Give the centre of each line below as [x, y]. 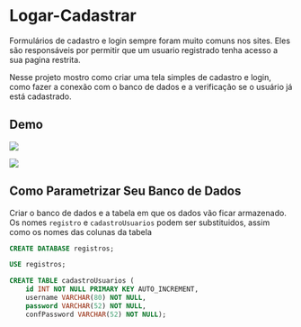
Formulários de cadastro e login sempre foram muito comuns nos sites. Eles [150, 41]
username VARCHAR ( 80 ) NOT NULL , [86, 298]
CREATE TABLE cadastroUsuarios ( [72, 281]
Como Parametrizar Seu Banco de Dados [125, 191]
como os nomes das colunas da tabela [81, 232]
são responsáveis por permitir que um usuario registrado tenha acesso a [144, 50]
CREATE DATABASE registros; [62, 249]
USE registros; [38, 265]
